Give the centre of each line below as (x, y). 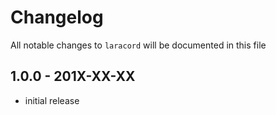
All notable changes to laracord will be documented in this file (138, 45)
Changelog (57, 17)
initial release (52, 100)
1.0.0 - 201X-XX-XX (73, 76)
